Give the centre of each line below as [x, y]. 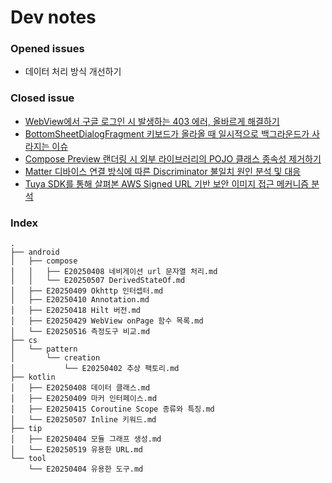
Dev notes [53, 17]
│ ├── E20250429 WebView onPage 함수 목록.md [107, 321]
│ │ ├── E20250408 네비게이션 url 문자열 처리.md [114, 272]
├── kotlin [33, 377]
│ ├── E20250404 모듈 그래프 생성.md [86, 439]
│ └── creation [55, 358]
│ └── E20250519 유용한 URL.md [76, 450]
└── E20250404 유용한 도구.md [86, 469]
